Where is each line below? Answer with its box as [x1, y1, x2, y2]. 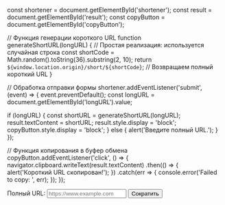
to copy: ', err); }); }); [7, 176, 66, 184]
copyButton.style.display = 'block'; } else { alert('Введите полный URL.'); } [7, 126, 218, 134]
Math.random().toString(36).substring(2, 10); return [7, 56, 152, 64]
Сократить [131, 190, 159, 197]
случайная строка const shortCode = [7, 48, 115, 56]
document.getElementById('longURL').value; [7, 98, 132, 106]
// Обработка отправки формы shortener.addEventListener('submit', [7, 84, 202, 91]
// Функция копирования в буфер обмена [7, 147, 128, 154]
